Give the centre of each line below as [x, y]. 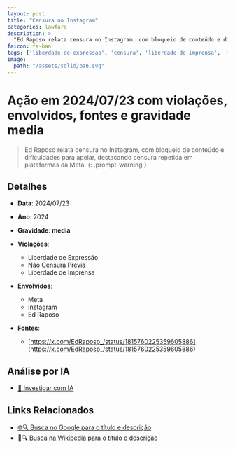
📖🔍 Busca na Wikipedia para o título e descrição [87, 438]
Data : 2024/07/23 [43, 203]
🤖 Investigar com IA [45, 388]
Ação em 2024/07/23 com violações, [117, 101]
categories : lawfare [37, 27]
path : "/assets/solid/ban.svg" [59, 66]
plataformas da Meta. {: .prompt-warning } [85, 165]
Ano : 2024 [33, 217]
